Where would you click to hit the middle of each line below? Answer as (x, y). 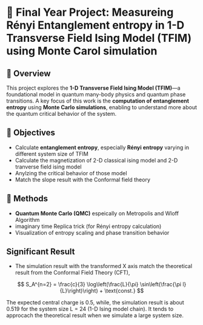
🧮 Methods (27, 199)
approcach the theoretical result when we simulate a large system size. (95, 315)
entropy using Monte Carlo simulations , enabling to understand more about (102, 107)
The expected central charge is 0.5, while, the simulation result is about (95, 303)
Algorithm (27, 219)
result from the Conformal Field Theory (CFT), (72, 273)
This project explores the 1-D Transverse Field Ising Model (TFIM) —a (93, 88)
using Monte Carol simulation (82, 51)
